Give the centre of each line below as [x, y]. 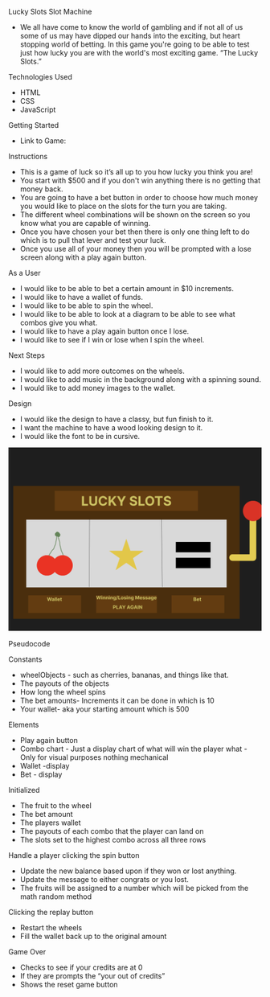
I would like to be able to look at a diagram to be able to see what [127, 314]
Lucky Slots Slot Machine [50, 12]
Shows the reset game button [69, 984]
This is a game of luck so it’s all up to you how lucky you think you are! [136, 172]
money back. [41, 189]
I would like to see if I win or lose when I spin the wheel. [112, 340]
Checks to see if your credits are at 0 [81, 967]
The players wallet [51, 823]
